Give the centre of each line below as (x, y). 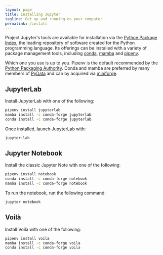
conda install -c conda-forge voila (43, 248)
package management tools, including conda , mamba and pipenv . (72, 53)
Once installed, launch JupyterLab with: (45, 129)
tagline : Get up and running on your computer (54, 19)
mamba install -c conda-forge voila (43, 243)
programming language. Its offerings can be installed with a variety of (76, 48)
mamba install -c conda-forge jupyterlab (48, 114)
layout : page (19, 10)
